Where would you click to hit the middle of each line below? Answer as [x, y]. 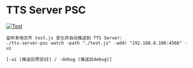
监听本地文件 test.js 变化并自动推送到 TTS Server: [64, 38]
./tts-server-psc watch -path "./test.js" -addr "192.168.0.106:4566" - [97, 43]
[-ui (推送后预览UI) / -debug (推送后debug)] [59, 59]
